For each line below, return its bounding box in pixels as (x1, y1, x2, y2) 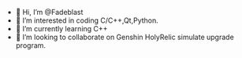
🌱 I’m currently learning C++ (15, 24, 108, 33)
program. (15, 41, 46, 50)
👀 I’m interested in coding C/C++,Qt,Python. (15, 16, 159, 25)
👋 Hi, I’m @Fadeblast (15, 8, 84, 16)
